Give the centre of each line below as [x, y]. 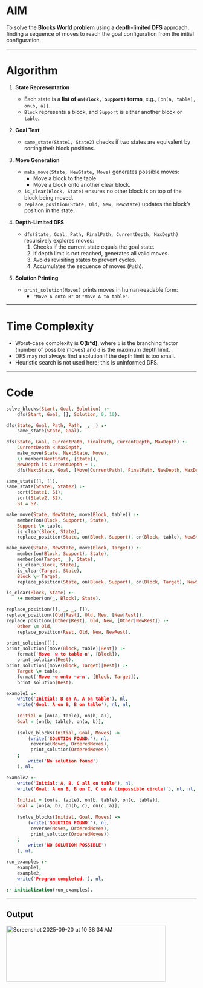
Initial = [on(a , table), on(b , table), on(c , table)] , [89, 800]
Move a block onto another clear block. [82, 184]
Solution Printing [37, 278]
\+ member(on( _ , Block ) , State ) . [59, 599]
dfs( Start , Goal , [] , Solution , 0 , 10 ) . [69, 414]
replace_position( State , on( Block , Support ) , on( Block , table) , [100, 537]
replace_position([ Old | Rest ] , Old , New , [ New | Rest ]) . [76, 615]
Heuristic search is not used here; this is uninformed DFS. [87, 362]
